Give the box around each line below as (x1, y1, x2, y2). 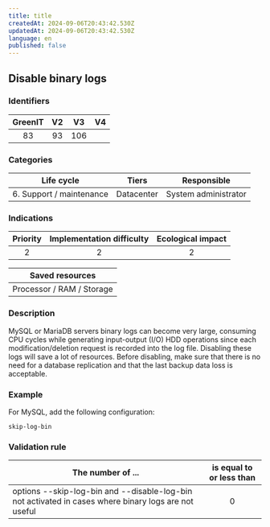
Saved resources (29, 270, 96, 282)
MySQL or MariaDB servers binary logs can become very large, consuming (8, 326, 257, 336)
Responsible (182, 175, 231, 186)
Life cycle (41, 175, 80, 186)
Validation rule (8, 441, 67, 452)
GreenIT (12, 116, 44, 127)
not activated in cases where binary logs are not (12, 496, 194, 507)
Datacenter (116, 188, 159, 200)
